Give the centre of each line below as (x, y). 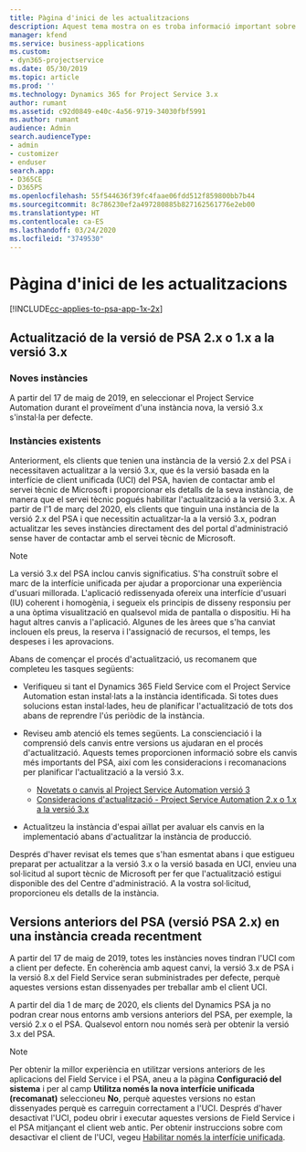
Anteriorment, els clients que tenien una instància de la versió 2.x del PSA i (150, 461)
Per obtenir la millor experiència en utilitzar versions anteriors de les (137, 1070)
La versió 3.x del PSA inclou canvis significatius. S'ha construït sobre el (144, 574)
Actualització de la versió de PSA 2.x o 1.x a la (142, 337)
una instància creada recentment (106, 936)
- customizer (34, 153)
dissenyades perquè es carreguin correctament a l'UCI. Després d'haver (146, 1108)
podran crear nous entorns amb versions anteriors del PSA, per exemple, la (151, 1015)
